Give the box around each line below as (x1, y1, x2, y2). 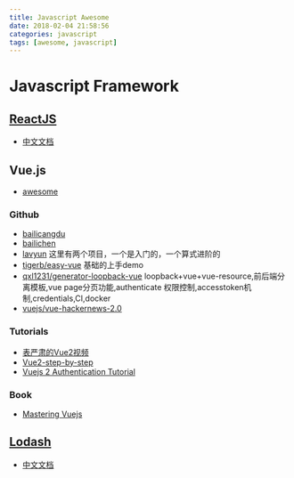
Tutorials (9, 326, 49, 338)
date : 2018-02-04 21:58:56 (9, 21, 110, 30)
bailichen (21, 238, 56, 249)
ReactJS (9, 111, 57, 126)
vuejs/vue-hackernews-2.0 (21, 304, 122, 314)
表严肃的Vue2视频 (21, 346, 89, 357)
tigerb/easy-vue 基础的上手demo (21, 260, 144, 271)
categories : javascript (9, 29, 98, 38)
